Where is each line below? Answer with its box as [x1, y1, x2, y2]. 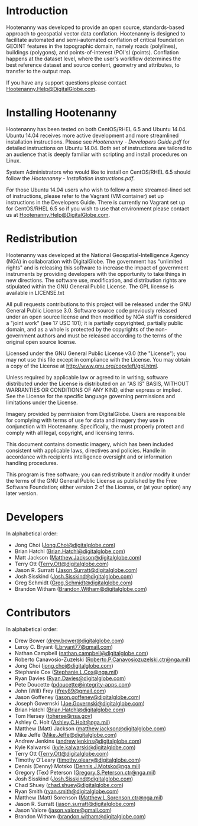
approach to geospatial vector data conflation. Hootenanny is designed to [6, 30, 186, 37]
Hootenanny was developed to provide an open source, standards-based [6, 24, 184, 31]
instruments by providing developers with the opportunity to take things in [6, 270, 186, 277]
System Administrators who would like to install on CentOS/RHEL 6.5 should [6, 168, 191, 175]
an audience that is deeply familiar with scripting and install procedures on [6, 151, 188, 158]
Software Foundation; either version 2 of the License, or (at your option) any [6, 483, 191, 490]
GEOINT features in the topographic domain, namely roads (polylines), [6, 43, 177, 50]
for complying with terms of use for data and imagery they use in [6, 417, 164, 424]
